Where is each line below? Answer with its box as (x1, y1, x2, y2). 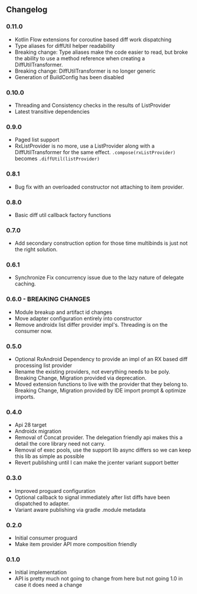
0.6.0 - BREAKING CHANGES (6, 295, 90, 303)
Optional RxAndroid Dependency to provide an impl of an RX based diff (14, 356, 188, 363)
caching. (14, 280, 37, 287)
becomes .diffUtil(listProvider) (14, 155, 100, 162)
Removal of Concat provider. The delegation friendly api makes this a (14, 434, 183, 441)
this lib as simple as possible (14, 453, 84, 460)
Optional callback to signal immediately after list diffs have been (14, 494, 170, 501)
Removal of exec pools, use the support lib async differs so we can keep (14, 446, 192, 454)
